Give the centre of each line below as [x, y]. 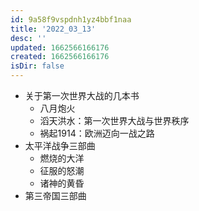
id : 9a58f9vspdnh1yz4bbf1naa [71, 19]
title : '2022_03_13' [53, 29]
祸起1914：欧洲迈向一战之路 [97, 133]
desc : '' [28, 38]
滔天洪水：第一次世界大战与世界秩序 [114, 120]
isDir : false [37, 66]
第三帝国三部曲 [55, 195]
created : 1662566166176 [60, 57]
